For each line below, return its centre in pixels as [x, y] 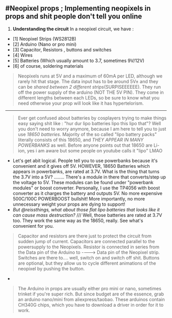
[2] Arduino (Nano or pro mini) [45, 44]
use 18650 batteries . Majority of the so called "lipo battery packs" [87, 134]
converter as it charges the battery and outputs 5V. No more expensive [88, 193]
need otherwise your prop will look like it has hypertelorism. [81, 103]
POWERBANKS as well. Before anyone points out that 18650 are [85, 145]
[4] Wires [23, 55]
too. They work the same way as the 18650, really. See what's [78, 221]
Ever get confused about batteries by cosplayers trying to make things [92, 118]
